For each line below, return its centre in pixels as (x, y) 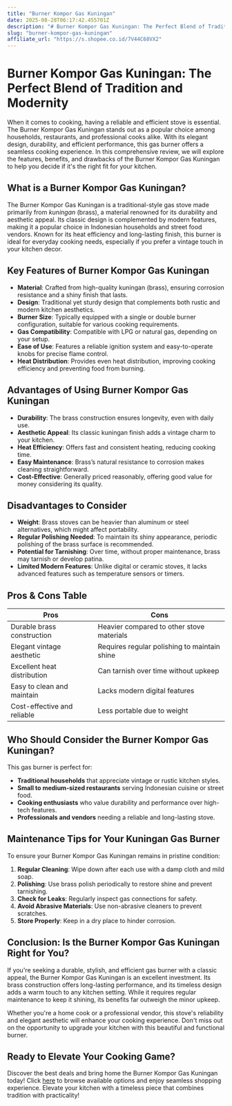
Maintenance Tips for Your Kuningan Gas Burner (114, 839)
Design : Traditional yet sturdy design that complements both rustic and (118, 302)
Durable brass (33, 627)
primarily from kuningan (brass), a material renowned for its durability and (112, 212)
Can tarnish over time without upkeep (158, 671)
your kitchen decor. (35, 249)
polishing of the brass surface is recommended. (85, 544)
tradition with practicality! (43, 1096)
